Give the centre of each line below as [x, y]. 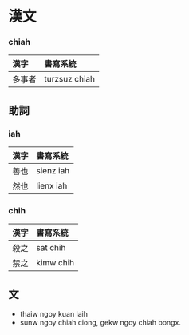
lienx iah [52, 186]
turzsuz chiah [70, 79]
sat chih [51, 248]
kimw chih [55, 263]
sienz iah [53, 171]
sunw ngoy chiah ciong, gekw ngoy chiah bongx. [100, 323]
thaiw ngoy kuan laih [54, 314]
